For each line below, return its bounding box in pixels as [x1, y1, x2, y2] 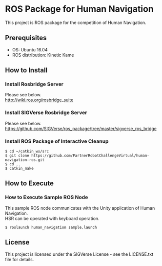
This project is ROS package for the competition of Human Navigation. [5, 20, 146, 25]
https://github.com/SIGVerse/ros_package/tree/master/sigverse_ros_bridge [5, 126, 157, 132]
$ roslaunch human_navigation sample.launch [5, 225, 97, 230]
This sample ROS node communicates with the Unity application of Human [5, 205, 155, 211]
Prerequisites [5, 34, 47, 42]
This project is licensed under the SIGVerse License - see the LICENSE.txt [5, 251, 154, 257]
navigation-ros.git [5, 157, 45, 162]
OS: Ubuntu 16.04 [12, 46, 48, 52]
